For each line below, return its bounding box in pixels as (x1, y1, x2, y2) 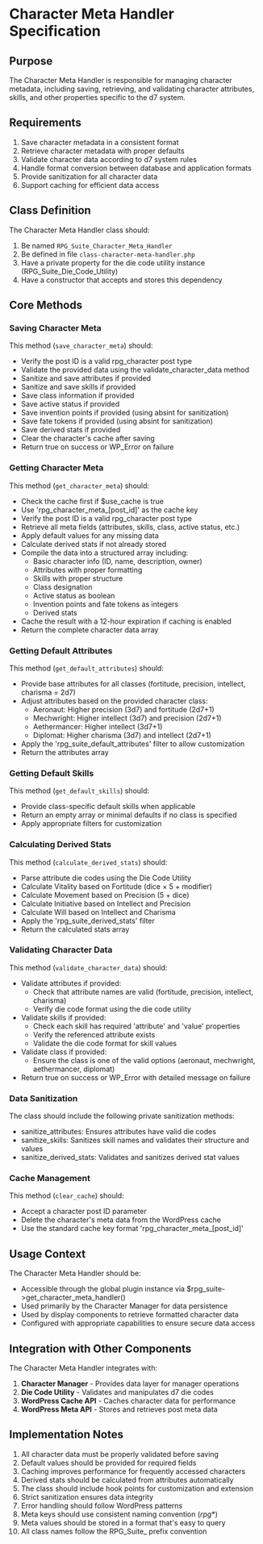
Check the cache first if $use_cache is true (20, 496, 165, 506)
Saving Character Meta (9, 322, 102, 333)
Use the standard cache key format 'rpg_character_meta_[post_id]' (20, 1224, 244, 1233)
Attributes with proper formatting (32, 565, 143, 574)
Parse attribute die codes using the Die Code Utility (20, 873, 192, 883)
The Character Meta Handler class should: (9, 225, 150, 235)
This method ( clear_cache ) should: (9, 1191, 124, 1200)
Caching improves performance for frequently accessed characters (20, 1466, 246, 1476)
